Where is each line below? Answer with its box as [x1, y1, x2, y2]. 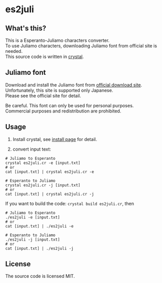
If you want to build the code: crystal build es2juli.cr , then [5, 200, 135, 207]
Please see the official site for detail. [5, 93, 81, 99]
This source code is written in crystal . [5, 53, 84, 60]
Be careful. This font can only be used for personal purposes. [5, 102, 134, 108]
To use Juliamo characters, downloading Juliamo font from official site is [5, 43, 157, 49]
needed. [5, 48, 23, 54]
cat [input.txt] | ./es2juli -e [5, 223, 74, 229]
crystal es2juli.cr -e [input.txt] [5, 160, 81, 165]
